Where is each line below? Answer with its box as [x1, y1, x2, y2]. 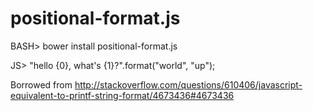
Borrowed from [10, 78, 73, 91]
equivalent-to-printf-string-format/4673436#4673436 [10, 89, 235, 101]
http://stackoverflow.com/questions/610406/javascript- [74, 78, 303, 91]
